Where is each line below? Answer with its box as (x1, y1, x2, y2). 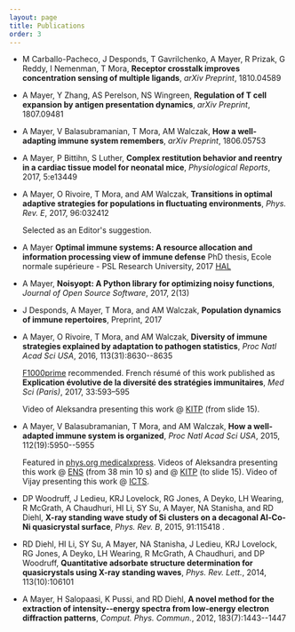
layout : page (9, 12, 58, 22)
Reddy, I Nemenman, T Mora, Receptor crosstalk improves (21, 63, 240, 74)
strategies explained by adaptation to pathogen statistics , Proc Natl (21, 341, 277, 352)
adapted (21, 430, 54, 441)
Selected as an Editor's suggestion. (21, 225, 152, 236)
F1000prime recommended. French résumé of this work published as (21, 368, 275, 379)
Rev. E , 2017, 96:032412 (21, 208, 109, 219)
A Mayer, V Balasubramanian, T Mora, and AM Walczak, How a (21, 421, 252, 432)
